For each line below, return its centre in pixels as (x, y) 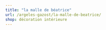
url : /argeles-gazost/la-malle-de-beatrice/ (53, 15)
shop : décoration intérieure (36, 19)
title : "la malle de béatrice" (38, 10)
